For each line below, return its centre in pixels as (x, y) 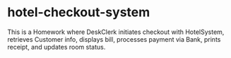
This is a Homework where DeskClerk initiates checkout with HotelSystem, (116, 32)
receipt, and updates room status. (57, 47)
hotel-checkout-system (79, 12)
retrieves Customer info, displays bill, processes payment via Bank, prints (114, 39)
